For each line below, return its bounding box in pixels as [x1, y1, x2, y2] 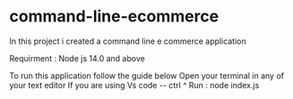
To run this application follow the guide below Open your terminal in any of [9, 70, 285, 81]
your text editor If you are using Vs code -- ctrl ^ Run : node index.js [9, 79, 260, 90]
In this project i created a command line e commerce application [9, 36, 246, 46]
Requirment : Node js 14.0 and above [9, 53, 145, 63]
